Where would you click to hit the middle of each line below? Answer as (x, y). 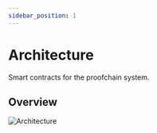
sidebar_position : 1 (43, 16)
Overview (33, 102)
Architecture (51, 55)
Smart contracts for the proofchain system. (79, 77)
